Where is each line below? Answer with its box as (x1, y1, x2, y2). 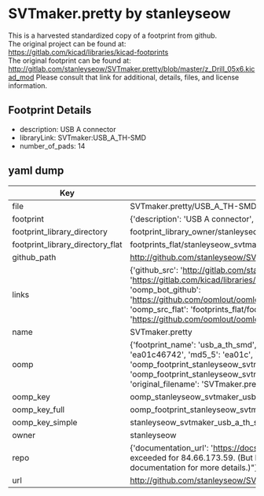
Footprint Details (8, 104, 92, 117)
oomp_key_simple (12, 417, 78, 428)
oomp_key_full (12, 404, 65, 415)
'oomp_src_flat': (129, 303, 189, 314)
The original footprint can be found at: (8, 56, 131, 65)
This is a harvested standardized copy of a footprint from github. (8, 31, 218, 40)
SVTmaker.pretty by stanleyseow (8, 5, 231, 23)
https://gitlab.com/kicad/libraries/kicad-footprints (8, 47, 169, 57)
